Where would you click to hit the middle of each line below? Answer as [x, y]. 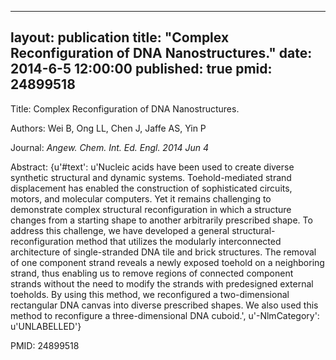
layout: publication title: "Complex [120, 37]
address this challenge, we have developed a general [120, 230]
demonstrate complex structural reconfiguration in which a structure [151, 209]
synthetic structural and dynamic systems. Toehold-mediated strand [151, 177]
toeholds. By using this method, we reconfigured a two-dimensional [150, 294]
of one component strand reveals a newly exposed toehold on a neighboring [167, 262]
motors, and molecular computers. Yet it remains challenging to [141, 198]
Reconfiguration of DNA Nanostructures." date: [161, 53]
